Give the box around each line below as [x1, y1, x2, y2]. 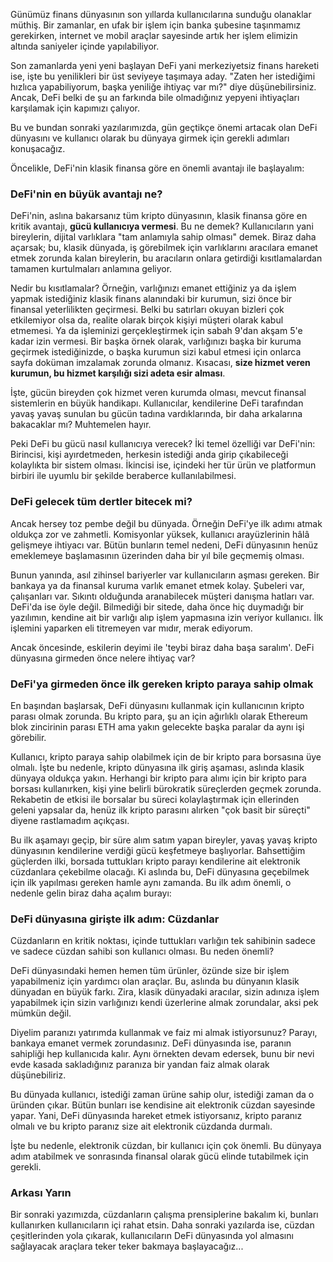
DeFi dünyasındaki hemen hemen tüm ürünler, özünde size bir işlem [10, 965, 290, 977]
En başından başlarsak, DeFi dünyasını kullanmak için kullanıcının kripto [10, 699, 305, 711]
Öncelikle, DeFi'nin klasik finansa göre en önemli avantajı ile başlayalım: [10, 162, 305, 174]
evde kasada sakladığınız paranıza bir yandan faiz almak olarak [10, 1059, 270, 1071]
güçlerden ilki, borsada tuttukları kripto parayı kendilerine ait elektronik [10, 855, 301, 867]
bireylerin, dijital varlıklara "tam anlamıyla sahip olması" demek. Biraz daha [10, 231, 317, 243]
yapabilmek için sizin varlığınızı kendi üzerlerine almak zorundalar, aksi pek [10, 997, 319, 1009]
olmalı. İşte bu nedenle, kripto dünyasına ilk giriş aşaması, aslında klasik [10, 761, 305, 773]
